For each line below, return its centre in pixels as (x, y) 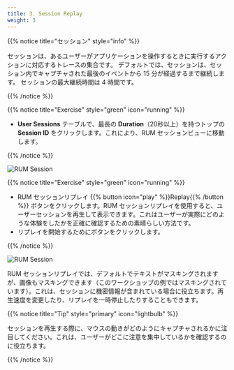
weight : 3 (22, 20)
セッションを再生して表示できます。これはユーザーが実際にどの (127, 214)
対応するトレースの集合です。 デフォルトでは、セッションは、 (120, 64)
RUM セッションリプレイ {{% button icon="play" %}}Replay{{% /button (120, 197)
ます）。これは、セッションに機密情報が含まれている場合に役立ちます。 (115, 291)
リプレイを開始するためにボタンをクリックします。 (90, 232)
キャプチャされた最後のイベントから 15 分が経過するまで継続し (128, 73)
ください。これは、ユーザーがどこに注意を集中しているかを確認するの (126, 336)
